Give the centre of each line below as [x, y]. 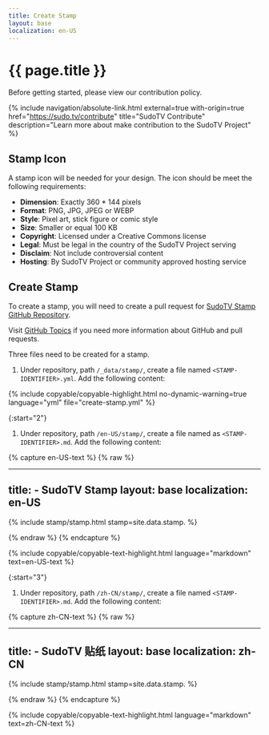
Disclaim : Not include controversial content [92, 253]
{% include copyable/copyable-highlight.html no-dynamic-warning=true [128, 394]
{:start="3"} [28, 577]
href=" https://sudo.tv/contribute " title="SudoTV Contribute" [107, 116]
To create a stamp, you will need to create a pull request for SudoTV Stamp [132, 306]
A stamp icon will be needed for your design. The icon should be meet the [130, 178]
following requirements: [47, 187]
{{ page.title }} [58, 70]
